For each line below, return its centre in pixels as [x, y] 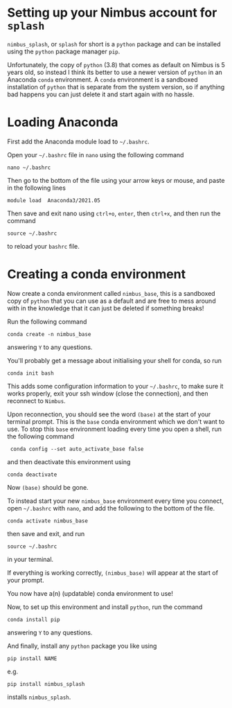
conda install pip [34, 619]
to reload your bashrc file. [43, 246]
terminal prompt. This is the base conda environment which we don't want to [116, 421]
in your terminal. [30, 559]
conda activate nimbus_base [48, 521]
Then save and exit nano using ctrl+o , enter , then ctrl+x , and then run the [114, 213]
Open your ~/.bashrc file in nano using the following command [96, 154]
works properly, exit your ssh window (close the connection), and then [108, 393]
